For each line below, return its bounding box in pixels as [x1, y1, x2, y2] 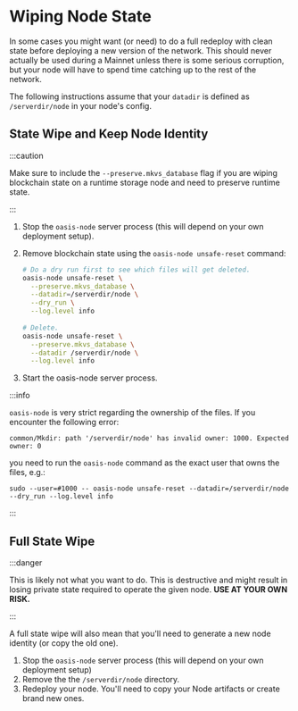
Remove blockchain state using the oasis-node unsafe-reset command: [21, 247, 286, 258]
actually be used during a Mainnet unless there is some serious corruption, [9, 54, 285, 65]
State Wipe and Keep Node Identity [9, 127, 209, 142]
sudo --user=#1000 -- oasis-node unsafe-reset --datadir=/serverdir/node [9, 484, 290, 493]
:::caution [9, 150, 45, 161]
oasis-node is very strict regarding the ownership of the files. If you [9, 407, 256, 418]
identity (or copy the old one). [9, 638, 119, 648]
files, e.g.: [9, 467, 46, 478]
